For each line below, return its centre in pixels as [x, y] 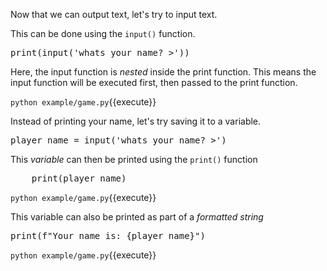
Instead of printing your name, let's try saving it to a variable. [136, 121]
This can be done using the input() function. [103, 33]
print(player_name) [79, 178]
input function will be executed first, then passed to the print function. [154, 82]
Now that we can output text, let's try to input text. [114, 14]
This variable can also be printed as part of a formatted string [137, 217]
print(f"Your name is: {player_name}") [108, 235]
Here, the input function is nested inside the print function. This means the [163, 72]
